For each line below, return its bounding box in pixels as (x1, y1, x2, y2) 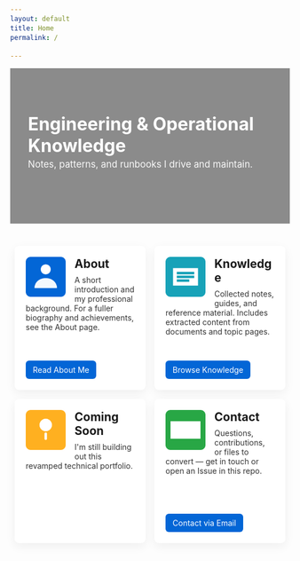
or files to (214, 446, 249, 457)
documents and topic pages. (165, 327, 270, 337)
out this (75, 451, 102, 462)
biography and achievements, (26, 312, 134, 323)
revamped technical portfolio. (26, 461, 134, 471)
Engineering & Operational (28, 113, 255, 136)
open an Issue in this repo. (165, 466, 263, 477)
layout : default (10, 14, 70, 23)
